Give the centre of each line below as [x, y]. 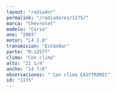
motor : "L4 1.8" [27, 40]
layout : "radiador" [31, 12]
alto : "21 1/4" [26, 63]
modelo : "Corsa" [27, 29]
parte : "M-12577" [28, 52]
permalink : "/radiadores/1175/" [47, 18]
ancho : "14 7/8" [27, 69]
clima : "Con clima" [31, 58]
